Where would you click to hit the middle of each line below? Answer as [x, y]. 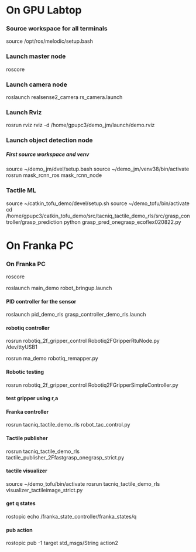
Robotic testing [25, 372]
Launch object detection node [49, 140]
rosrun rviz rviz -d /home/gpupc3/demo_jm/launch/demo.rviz [80, 125]
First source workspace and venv [48, 154]
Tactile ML [21, 190]
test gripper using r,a [32, 398]
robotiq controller [28, 328]
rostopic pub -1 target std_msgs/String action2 [62, 543]
